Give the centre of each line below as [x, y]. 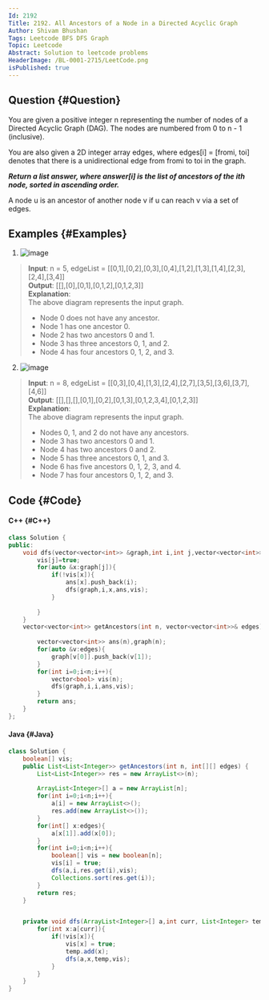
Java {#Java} [31, 734]
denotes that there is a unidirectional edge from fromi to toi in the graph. [127, 160]
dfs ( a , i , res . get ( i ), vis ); [94, 871]
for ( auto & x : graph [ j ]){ [76, 568]
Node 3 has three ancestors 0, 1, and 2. [104, 343]
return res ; [57, 893]
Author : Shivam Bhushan [48, 30]
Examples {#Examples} [68, 233]
